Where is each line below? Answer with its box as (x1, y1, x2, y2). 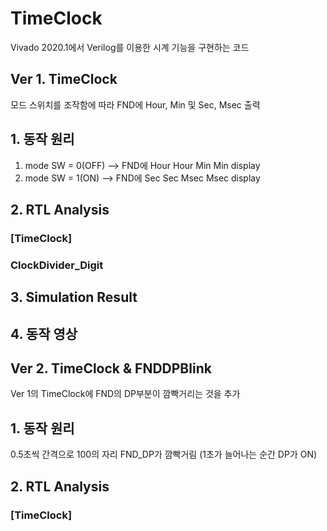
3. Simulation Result (10, 289, 138, 306)
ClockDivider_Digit (10, 258, 104, 272)
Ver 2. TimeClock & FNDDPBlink (10, 360, 212, 377)
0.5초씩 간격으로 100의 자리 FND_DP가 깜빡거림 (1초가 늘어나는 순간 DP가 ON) (10, 448, 318, 461)
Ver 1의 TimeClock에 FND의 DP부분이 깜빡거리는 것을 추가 (10, 388, 241, 400)
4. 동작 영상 (10, 325, 78, 342)
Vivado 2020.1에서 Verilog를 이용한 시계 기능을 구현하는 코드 (10, 41, 250, 53)
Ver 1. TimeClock (10, 71, 118, 88)
